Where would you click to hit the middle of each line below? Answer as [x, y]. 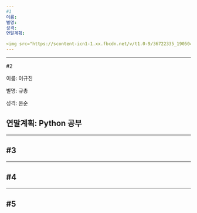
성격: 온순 [17, 103]
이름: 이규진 [20, 78]
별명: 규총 [17, 91]
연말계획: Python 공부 [44, 124]
